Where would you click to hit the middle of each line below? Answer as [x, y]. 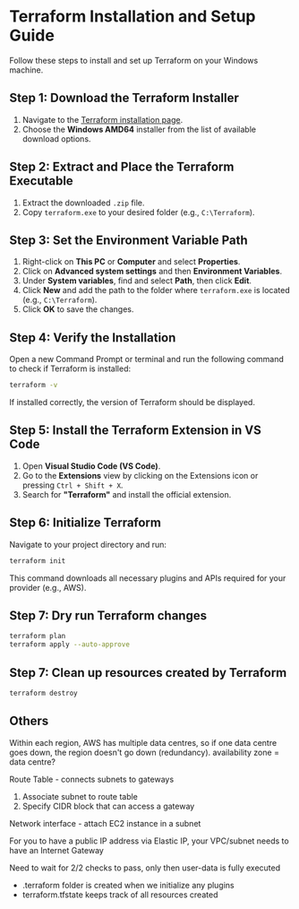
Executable [41, 181]
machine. [26, 70]
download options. [56, 139]
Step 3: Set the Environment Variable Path [128, 240]
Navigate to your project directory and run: [88, 544]
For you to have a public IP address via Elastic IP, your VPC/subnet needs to [149, 841]
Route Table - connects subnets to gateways [92, 779]
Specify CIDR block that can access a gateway [108, 806]
